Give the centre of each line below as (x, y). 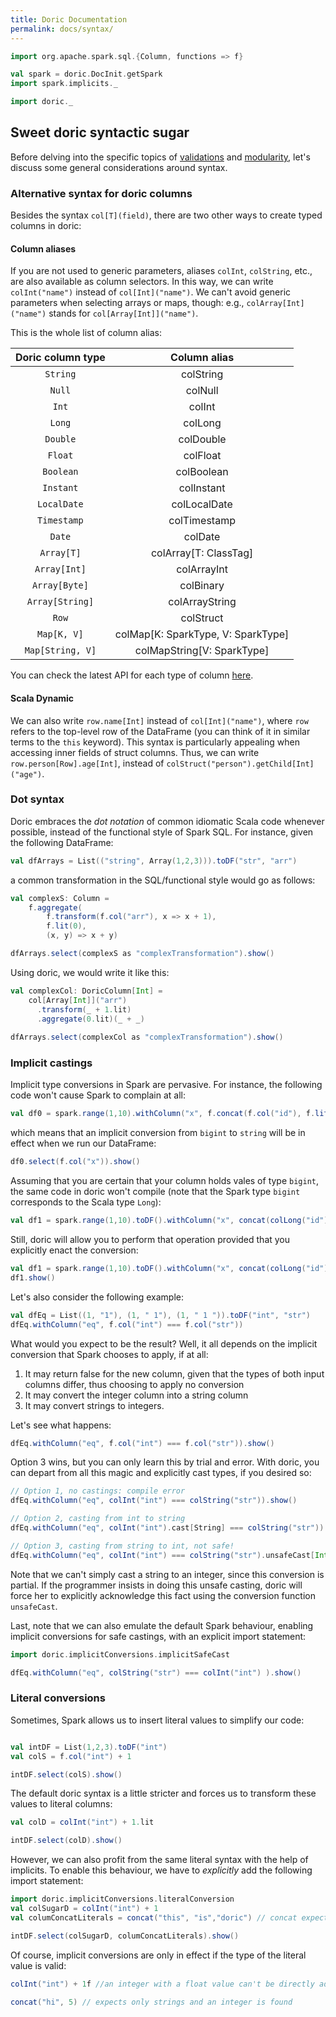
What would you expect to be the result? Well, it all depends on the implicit (164, 1343)
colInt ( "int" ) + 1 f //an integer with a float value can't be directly (162, 1984)
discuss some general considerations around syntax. (119, 167)
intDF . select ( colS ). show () (66, 1774)
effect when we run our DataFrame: (83, 1143)
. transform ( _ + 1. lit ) (84, 1009)
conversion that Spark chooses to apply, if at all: (109, 1354)
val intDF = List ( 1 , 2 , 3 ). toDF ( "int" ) (89, 1747)
